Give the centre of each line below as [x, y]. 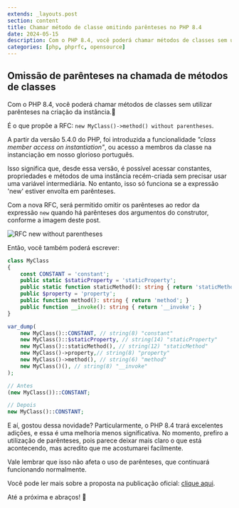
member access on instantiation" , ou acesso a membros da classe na [110, 147]
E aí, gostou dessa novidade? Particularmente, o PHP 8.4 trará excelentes [115, 425]
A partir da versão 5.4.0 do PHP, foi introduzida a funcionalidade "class [112, 139]
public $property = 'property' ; [68, 294]
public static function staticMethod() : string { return [106, 287]
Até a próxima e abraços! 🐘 [47, 497]
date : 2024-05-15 [33, 34]
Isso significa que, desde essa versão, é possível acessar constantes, [110, 168]
